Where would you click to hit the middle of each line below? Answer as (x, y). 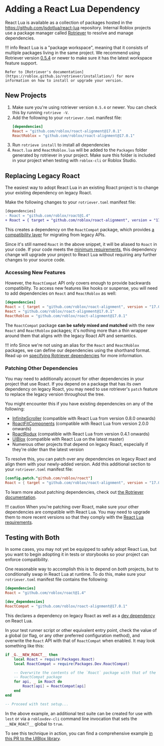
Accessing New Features (35, 272)
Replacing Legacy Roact (42, 176)
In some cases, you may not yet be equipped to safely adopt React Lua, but (81, 549)
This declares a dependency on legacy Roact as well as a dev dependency (80, 615)
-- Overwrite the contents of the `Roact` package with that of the (85, 673)
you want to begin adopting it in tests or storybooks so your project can (77, 554)
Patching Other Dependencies (41, 368)
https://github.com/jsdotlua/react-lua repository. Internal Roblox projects (78, 27)
